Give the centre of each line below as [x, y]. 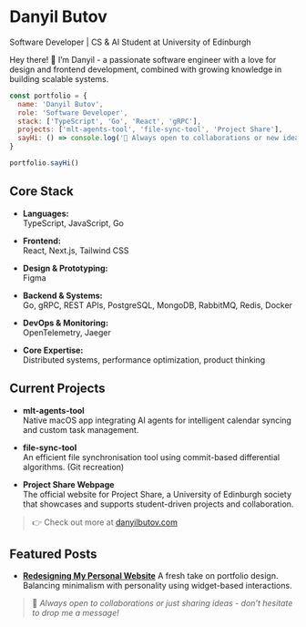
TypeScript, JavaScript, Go [73, 223]
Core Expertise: [53, 350]
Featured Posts [53, 554]
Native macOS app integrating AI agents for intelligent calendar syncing [157, 420]
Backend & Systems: [62, 295]
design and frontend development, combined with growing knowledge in [146, 69]
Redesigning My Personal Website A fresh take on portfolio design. [150, 576]
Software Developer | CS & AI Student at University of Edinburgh [131, 42]
